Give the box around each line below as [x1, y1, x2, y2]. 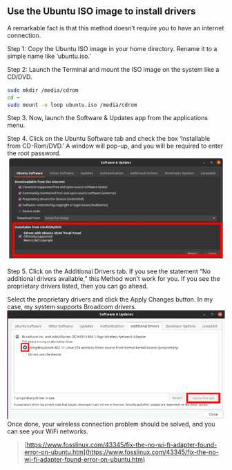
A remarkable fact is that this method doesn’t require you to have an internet [7, 23, 224, 32]
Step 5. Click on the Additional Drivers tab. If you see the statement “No [7, 267, 211, 275]
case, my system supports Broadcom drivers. [7, 302, 137, 311]
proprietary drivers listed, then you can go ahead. [7, 282, 148, 290]
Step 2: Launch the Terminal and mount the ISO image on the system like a [7, 65, 220, 73]
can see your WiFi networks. [7, 427, 88, 435]
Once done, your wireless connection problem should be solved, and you [7, 420, 215, 428]
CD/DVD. [7, 72, 32, 81]
